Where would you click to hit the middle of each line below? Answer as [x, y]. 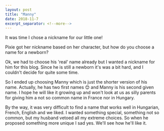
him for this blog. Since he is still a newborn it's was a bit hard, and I [74, 67]
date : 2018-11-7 [22, 19]
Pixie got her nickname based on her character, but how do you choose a [80, 47]
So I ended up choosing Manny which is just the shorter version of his [76, 82]
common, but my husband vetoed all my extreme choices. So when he [77, 118]
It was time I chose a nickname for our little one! [54, 38]
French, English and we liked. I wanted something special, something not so [82, 113]
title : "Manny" [21, 14]
